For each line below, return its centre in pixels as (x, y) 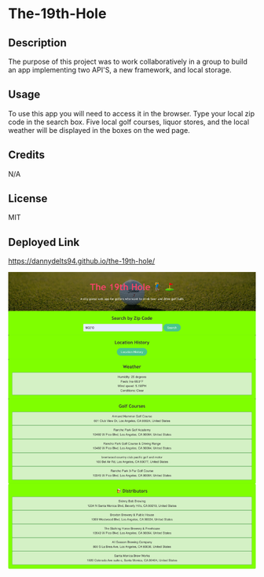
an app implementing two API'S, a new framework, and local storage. (120, 70)
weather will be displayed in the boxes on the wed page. (99, 130)
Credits (27, 155)
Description (37, 43)
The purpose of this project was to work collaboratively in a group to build (128, 61)
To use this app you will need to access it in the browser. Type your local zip (132, 113)
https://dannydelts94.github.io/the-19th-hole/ (82, 261)
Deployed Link (44, 242)
